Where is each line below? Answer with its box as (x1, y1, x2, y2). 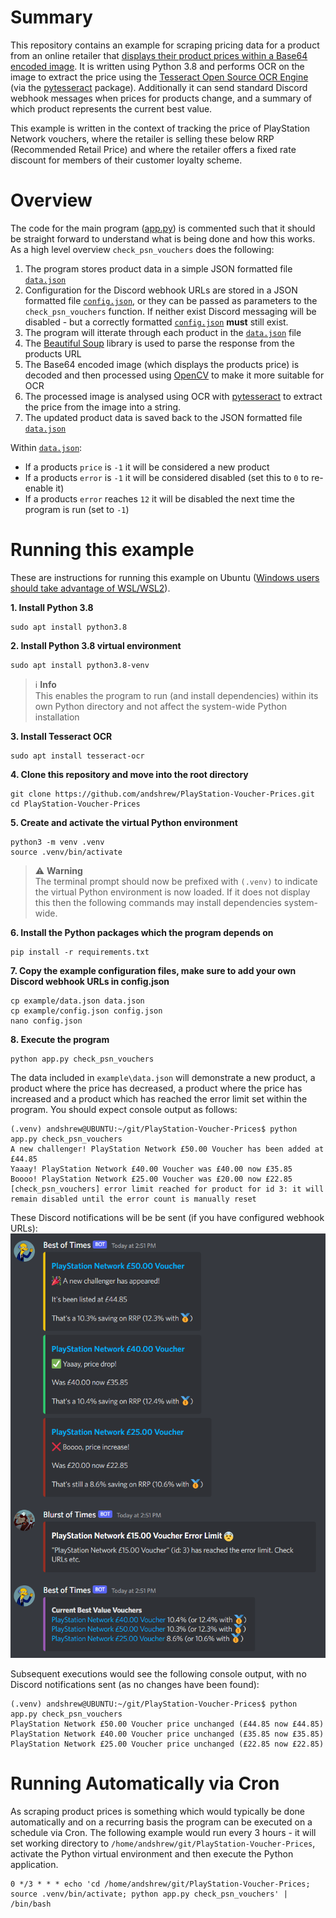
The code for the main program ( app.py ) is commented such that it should (10, 222, 316, 234)
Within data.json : (10, 441, 83, 453)
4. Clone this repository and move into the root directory (10, 768, 249, 780)
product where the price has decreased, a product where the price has (10, 1082, 303, 1094)
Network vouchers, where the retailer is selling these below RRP (10, 132, 275, 145)
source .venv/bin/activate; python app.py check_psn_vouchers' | (10, 1889, 288, 1899)
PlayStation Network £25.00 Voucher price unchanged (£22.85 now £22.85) (10, 1739, 325, 1749)
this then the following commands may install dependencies (34, 896, 282, 908)
